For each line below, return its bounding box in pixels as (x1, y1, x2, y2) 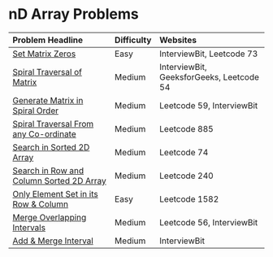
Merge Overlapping (12, 211, 87, 223)
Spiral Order (12, 105, 59, 116)
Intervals (12, 221, 46, 233)
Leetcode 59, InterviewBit (159, 99, 258, 111)
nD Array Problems (8, 5, 140, 24)
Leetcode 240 (159, 170, 214, 181)
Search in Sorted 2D (12, 142, 90, 153)
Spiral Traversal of (12, 66, 83, 77)
